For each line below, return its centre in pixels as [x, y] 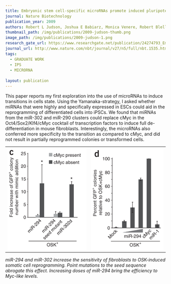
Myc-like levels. [22, 276]
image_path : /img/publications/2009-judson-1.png [59, 38]
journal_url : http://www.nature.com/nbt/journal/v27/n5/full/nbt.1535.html [87, 49]
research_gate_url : [26, 43]
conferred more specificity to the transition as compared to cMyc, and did [83, 134]
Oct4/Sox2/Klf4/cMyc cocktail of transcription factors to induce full [76, 123]
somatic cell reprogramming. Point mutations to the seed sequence [76, 265]
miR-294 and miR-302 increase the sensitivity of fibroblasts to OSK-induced [85, 259]
